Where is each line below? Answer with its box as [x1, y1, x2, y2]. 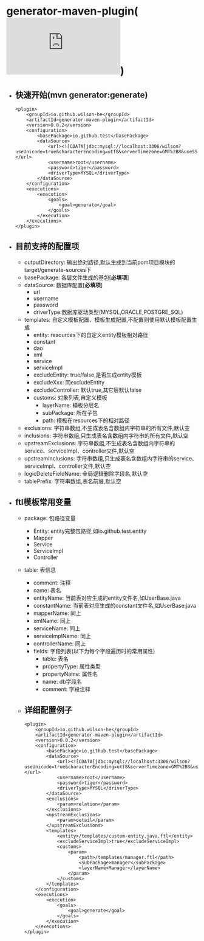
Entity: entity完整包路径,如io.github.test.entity [33, 527, 147, 535]
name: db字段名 [42, 678, 82, 685]
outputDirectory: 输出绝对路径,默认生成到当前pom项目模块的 [24, 259, 175, 266]
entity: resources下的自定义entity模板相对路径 [33, 331, 149, 338]
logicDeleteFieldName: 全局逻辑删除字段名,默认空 [24, 470, 148, 477]
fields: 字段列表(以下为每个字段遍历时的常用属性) [33, 647, 155, 655]
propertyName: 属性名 [42, 670, 98, 678]
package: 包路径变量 [24, 514, 76, 521]
